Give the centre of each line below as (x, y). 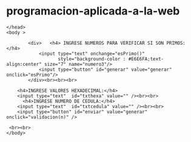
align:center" (24, 64)
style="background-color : (92, 59)
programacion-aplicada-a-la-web (93, 11)
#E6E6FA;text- (146, 59)
